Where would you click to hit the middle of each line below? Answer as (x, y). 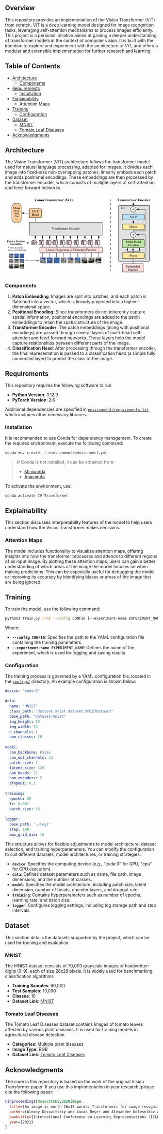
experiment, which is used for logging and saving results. (69, 653)
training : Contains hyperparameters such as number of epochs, (77, 895)
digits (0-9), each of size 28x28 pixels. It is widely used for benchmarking (79, 971)
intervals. (21, 910)
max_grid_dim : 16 (27, 835)
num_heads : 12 (24, 773)
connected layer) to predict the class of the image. (62, 358)
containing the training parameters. (47, 642)
